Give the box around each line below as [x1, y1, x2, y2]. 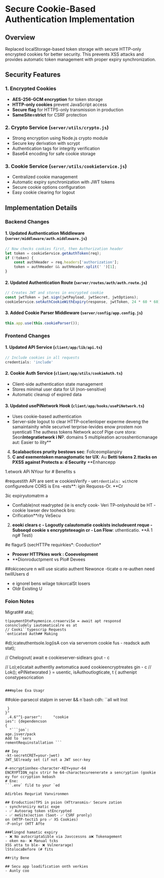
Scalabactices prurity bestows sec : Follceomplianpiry [12, 449, 123, 455]
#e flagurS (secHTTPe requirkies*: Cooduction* [5, 542, 102, 548]
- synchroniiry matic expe [5, 804, 60, 809]
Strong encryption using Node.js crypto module [12, 135, 108, 141]
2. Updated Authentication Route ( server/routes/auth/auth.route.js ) [5, 279, 147, 285]
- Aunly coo [5, 868, 29, 874]
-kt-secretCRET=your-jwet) [5, 753, 60, 758]
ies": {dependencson [5, 719, 47, 724]
